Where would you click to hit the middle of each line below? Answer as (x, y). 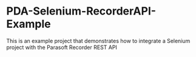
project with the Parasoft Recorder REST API (62, 47)
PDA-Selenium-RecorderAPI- (81, 11)
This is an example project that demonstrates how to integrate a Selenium (98, 41)
